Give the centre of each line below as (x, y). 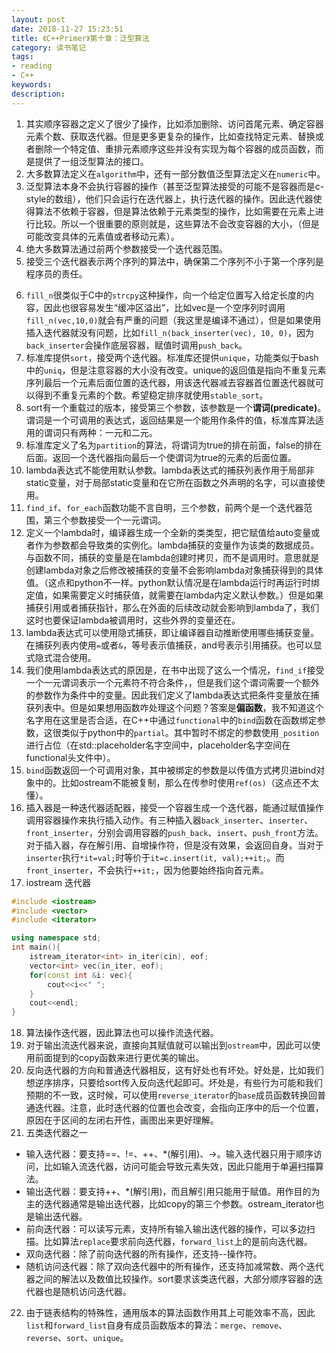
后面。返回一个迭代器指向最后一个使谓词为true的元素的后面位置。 (161, 457)
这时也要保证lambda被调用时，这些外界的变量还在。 (133, 620)
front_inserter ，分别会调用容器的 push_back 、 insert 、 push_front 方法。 (174, 832)
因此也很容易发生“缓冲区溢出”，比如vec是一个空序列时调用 (164, 307)
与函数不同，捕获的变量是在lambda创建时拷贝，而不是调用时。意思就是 (172, 557)
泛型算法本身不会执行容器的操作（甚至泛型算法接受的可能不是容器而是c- (175, 186)
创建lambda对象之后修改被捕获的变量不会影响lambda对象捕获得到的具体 (174, 570)
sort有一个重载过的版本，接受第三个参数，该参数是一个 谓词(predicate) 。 (176, 407)
